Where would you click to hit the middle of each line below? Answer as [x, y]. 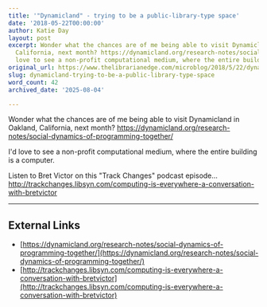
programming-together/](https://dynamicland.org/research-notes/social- [139, 253]
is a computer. [32, 160]
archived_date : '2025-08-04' [56, 90]
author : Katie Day [39, 30]
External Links [44, 225]
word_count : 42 [33, 82]
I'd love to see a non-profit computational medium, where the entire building [133, 152]
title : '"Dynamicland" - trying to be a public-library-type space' [124, 16]
